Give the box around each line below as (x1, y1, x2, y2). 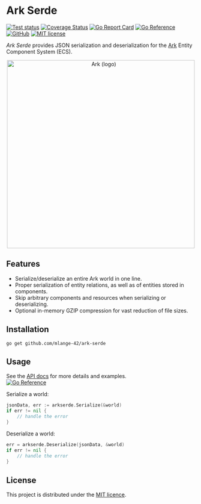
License (6, 475, 37, 485)
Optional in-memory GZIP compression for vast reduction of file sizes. (14, 306, 188, 314)
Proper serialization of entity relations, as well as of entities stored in (14, 281, 184, 288)
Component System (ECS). (6, 48, 73, 55)
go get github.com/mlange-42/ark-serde (6, 340, 106, 346)
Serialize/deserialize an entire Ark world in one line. (14, 275, 142, 282)
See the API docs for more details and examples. (6, 373, 127, 380)
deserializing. (14, 300, 49, 308)
